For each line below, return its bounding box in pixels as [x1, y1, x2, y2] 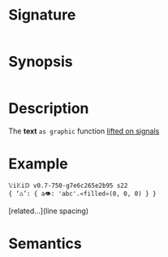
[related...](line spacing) [8, 206, 89, 216]
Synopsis [8, 53, 73, 71]
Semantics [8, 234, 83, 253]
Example [8, 155, 68, 172]
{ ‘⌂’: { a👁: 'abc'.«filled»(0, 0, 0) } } [8, 189, 157, 198]
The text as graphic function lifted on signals [8, 126, 160, 136]
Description [8, 99, 89, 118]
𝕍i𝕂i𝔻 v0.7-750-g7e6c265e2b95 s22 [8, 181, 128, 189]
